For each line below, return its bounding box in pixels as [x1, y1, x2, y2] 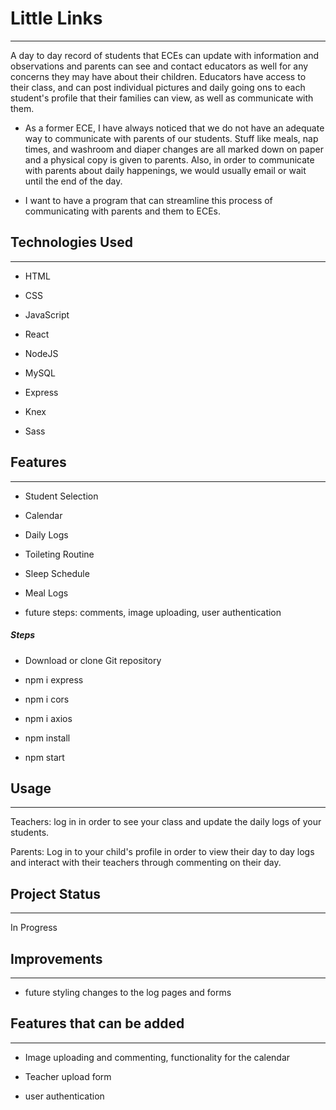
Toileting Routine [24, 548, 95, 560]
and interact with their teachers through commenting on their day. [10, 857, 282, 869]
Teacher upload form [24, 1070, 112, 1082]
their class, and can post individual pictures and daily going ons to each [10, 81, 306, 93]
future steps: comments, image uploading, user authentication [24, 606, 282, 618]
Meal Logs [24, 587, 69, 599]
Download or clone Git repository [24, 654, 162, 666]
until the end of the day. [24, 175, 123, 187]
